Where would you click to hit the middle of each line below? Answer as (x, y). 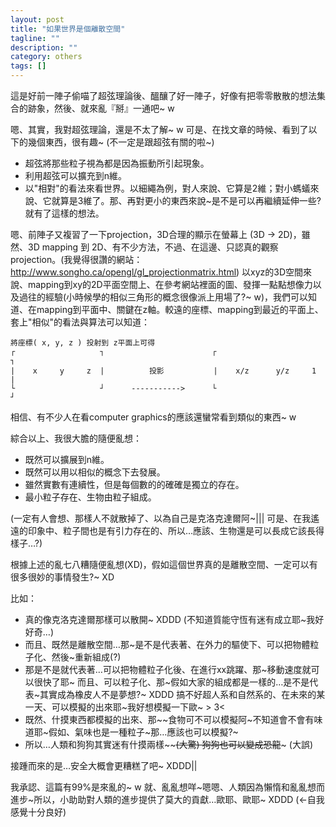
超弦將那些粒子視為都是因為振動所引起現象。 (117, 163)
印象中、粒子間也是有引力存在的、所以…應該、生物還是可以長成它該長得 (176, 530)
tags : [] (28, 66)
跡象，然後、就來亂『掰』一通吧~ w (101, 108)
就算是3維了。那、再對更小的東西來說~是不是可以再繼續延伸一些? (186, 200)
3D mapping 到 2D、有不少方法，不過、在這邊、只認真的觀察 (153, 247)
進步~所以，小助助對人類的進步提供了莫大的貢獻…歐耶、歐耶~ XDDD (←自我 (167, 799)
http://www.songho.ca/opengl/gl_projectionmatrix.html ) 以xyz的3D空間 (157, 272)
